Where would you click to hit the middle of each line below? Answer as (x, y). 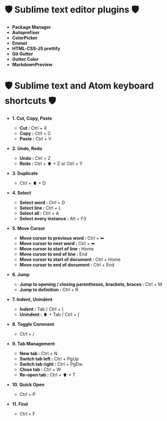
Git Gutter (22, 54)
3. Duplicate (25, 173)
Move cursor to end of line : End (53, 254)
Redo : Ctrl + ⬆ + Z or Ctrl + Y (51, 163)
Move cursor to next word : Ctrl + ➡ (57, 243)
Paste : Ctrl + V (35, 138)
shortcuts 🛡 (30, 101)
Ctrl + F (27, 413)
